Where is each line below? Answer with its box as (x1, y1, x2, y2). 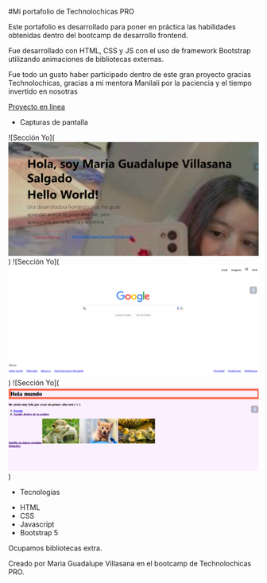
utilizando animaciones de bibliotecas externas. (8, 55, 164, 64)
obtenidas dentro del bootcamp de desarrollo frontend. (8, 31, 188, 40)
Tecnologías (19, 487, 60, 496)
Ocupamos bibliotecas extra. (8, 543, 103, 553)
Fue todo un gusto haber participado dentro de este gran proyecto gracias (8, 70, 252, 79)
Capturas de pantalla (19, 118, 89, 126)
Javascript (19, 519, 55, 529)
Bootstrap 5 (19, 527, 59, 537)
